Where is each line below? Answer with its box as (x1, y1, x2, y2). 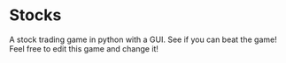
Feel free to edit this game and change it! (9, 43, 159, 53)
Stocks (9, 5, 62, 25)
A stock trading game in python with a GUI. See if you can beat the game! (9, 34, 277, 45)
